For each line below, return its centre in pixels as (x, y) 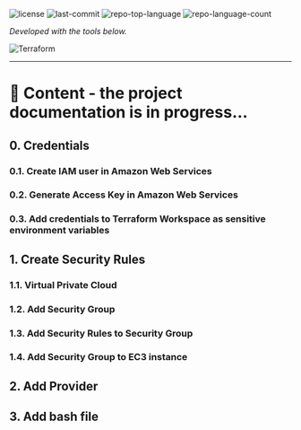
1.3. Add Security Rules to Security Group (101, 333)
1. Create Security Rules (77, 259)
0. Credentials (49, 145)
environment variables (60, 231)
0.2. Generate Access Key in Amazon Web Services (124, 195)
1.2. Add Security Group (62, 309)
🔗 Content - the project (96, 93)
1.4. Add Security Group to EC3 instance (99, 357)
